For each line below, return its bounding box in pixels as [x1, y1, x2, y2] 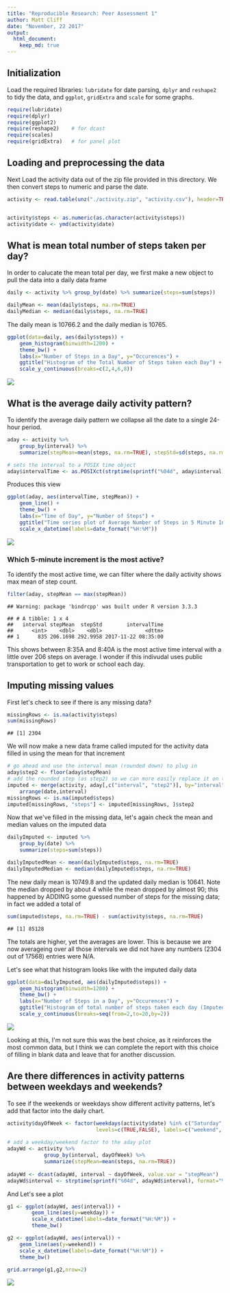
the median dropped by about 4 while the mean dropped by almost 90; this [7, 885, 219, 893]
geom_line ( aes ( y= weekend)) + [19, 1241, 103, 1248]
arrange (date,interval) [19, 788, 88, 795]
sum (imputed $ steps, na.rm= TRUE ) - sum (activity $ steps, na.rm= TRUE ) [7, 913, 204, 920]
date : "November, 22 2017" [7, 23, 84, 30]
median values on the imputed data [7, 821, 107, 829]
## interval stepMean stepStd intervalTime [7, 621, 164, 628]
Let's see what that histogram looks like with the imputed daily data [7, 965, 197, 974]
